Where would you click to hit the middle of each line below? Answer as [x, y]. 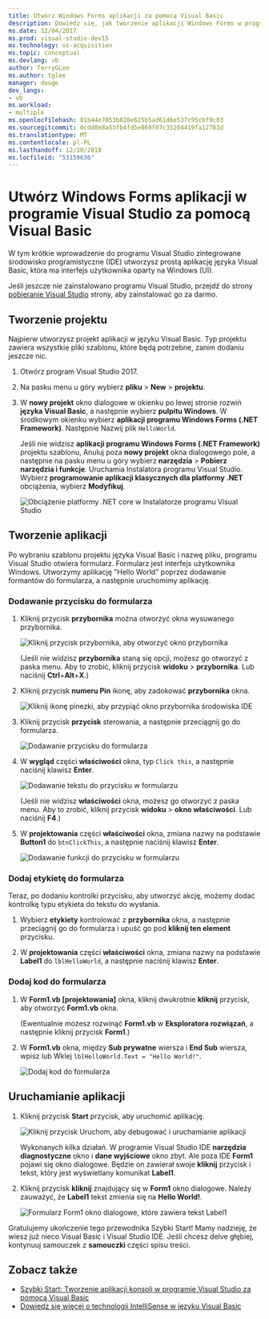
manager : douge [34, 83]
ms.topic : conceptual [44, 53]
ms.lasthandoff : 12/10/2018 [55, 150]
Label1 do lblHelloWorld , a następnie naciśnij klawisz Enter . [119, 961]
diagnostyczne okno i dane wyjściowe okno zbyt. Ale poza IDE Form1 [137, 1155]
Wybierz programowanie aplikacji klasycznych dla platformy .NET [131, 477]
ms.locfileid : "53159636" [51, 157]
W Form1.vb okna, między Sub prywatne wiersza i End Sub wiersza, [134, 1047]
